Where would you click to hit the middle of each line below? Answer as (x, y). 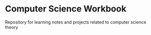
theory (12, 27)
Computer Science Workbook (66, 9)
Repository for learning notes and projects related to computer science (76, 22)
